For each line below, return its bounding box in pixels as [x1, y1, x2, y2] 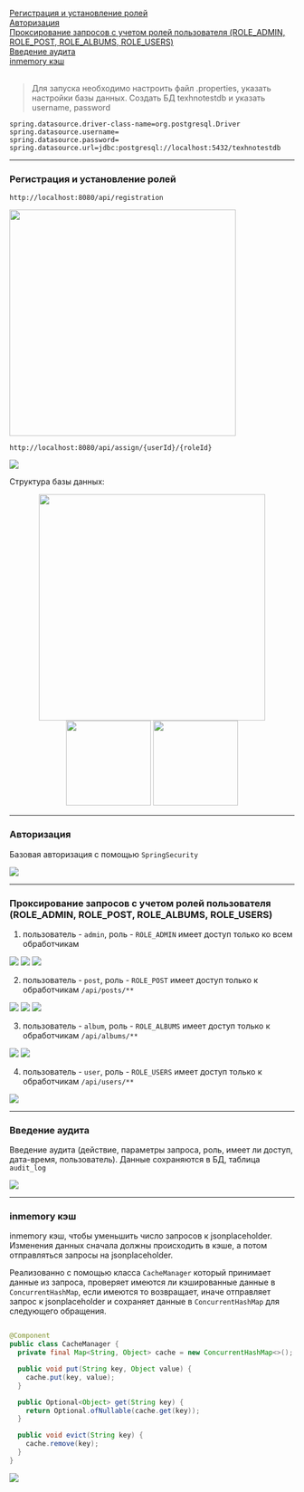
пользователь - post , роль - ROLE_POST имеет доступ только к [22, 974, 259, 985]
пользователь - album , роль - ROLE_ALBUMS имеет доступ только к [22, 1020, 271, 1031]
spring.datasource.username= [9, 128, 119, 137]
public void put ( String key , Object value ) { [17, 1364, 193, 1374]
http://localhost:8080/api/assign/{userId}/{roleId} [9, 444, 213, 453]
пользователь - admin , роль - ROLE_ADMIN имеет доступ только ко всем [22, 928, 293, 940]
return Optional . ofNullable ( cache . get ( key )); [25, 1406, 201, 1415]
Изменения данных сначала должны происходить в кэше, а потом [9, 1240, 268, 1251]
